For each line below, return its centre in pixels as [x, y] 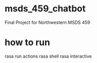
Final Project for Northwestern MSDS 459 [47, 22]
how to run [27, 42]
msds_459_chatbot [45, 9]
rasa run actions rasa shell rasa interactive [48, 56]
